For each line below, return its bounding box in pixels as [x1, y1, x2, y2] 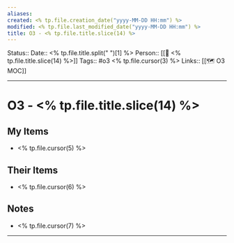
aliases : [7, 10, 33, 17]
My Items [7, 125, 49, 137]
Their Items [7, 164, 58, 176]
